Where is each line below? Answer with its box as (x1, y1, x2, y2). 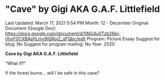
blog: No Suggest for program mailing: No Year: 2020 (5, 41, 115, 47)
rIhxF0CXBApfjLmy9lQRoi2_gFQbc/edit (5, 36, 86, 42)
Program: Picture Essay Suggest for (86, 36, 161, 42)
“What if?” (5, 60, 26, 66)
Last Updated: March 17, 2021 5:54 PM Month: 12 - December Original (5, 20, 149, 26)
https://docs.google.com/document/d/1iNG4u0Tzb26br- (5, 30, 121, 36)
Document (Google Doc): (5, 25, 56, 31)
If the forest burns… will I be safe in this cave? (5, 70, 100, 76)
